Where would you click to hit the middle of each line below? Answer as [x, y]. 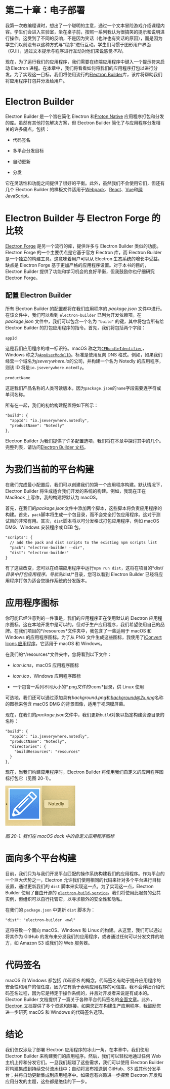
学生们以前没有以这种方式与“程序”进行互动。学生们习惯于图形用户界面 [78, 44]
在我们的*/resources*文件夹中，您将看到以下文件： [59, 654]
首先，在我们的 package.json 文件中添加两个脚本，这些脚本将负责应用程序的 [84, 508]
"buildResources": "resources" [47, 751]
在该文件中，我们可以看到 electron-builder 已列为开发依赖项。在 [73, 315]
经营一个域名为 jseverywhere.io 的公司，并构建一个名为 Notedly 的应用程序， [84, 361]
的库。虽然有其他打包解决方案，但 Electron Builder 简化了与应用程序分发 [81, 123]
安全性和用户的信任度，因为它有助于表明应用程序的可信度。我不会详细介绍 [83, 986]
